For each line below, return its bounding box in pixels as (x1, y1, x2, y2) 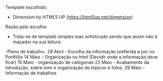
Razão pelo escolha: (5, 24, 48, 30)
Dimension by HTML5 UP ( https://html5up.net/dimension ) (12, 14, 133, 20)
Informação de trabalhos (5, 70, 57, 76)
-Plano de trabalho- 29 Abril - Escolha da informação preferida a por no (5, 49, 155, 54)
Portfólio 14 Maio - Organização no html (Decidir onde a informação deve (5, 54, 158, 60)
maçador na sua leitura (12, 39, 61, 45)
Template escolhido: (5, 5, 48, 10)
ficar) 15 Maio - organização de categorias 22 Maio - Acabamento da (5, 59, 149, 65)
